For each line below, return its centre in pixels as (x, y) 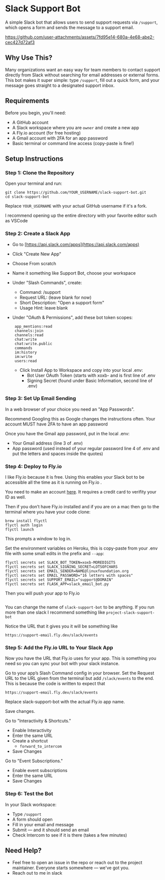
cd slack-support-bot (27, 197)
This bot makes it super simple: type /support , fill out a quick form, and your (82, 80)
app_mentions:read (33, 326)
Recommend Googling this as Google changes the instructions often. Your (80, 419)
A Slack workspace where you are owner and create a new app (76, 127)
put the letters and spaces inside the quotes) (58, 454)
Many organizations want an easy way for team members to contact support (82, 70)
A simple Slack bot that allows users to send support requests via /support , (82, 22)
